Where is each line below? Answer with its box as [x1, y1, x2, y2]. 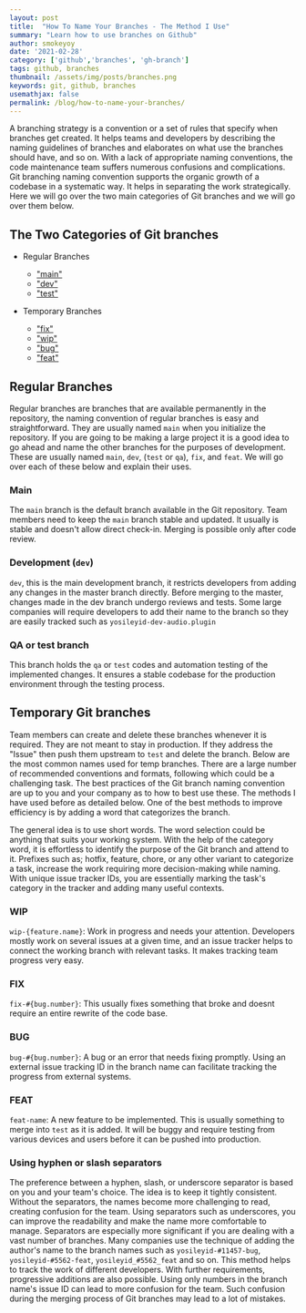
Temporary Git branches [9, 705, 151, 721]
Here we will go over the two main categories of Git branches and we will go [9, 190, 296, 201]
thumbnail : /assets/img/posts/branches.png [9, 73, 178, 82]
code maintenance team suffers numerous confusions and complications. [9, 161, 286, 173]
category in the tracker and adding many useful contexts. [9, 882, 225, 893]
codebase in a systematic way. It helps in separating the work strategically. [9, 181, 291, 192]
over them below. [9, 200, 75, 211]
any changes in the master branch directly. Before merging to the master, [9, 587, 284, 598]
